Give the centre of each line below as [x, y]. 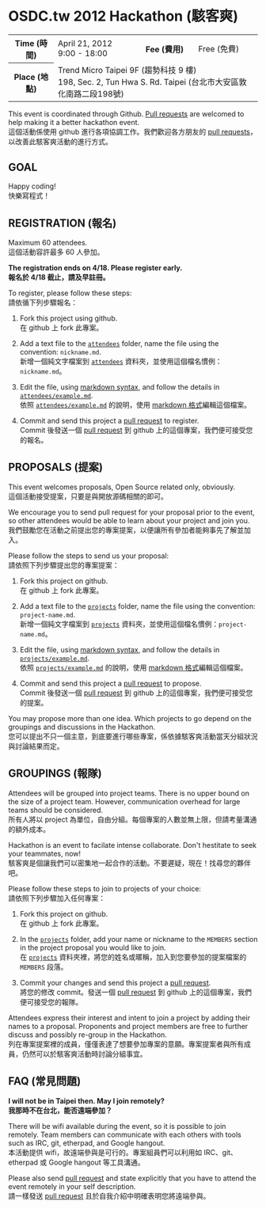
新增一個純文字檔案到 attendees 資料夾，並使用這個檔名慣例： [121, 362]
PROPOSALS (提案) [55, 467]
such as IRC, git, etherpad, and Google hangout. [87, 1143]
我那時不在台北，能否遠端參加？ [60, 1110]
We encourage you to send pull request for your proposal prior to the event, [131, 512]
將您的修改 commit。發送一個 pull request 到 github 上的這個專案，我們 [135, 992]
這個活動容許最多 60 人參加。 [56, 252]
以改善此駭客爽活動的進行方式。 [60, 142]
